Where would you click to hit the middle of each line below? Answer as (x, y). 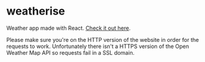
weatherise (36, 11)
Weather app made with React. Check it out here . (68, 28)
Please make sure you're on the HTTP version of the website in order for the (103, 40)
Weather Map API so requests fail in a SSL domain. (71, 52)
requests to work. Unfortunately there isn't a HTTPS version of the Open (98, 46)
